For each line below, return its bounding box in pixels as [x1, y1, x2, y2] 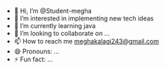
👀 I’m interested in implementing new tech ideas [13, 14, 154, 23]
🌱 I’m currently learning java [13, 22, 96, 30]
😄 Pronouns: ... [13, 47, 60, 56]
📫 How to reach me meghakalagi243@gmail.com [13, 37, 159, 45]
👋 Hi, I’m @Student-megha [13, 7, 92, 15]
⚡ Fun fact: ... [13, 55, 53, 63]
